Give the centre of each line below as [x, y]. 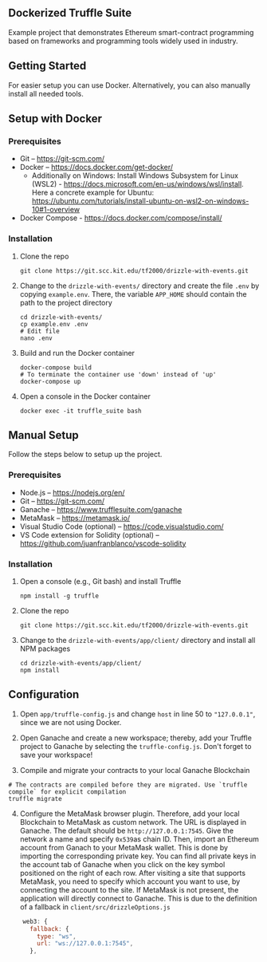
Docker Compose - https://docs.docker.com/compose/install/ [121, 218]
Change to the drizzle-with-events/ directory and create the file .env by [139, 286]
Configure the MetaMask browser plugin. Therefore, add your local [130, 814]
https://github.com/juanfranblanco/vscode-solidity [103, 543]
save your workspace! [56, 755]
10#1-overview [56, 210]
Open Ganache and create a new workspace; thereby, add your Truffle [136, 738]
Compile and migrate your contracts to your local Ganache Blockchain [135, 770]
